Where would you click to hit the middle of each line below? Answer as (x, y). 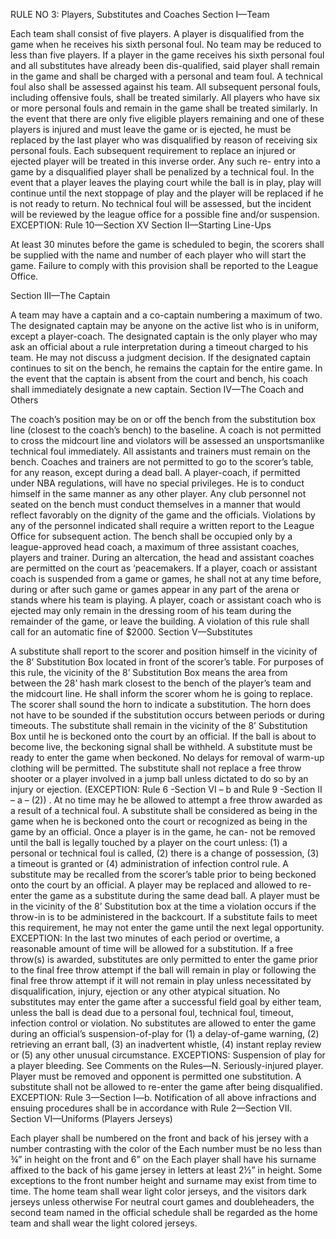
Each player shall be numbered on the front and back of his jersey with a (159, 1138)
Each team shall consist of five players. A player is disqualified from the (157, 33)
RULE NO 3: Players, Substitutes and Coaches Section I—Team (140, 14)
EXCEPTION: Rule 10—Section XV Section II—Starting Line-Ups (141, 225)
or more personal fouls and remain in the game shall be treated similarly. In (164, 108)
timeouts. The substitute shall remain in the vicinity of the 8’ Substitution (159, 725)
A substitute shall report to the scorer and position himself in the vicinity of (164, 651)
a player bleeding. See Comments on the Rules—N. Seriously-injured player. (167, 1065)
